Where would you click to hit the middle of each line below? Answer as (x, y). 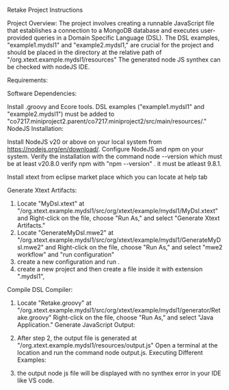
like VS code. (36, 380)
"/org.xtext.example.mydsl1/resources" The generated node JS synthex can (114, 60)
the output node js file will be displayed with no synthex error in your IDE (119, 373)
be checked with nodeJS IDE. (49, 67)
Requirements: (27, 80)
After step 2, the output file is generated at (77, 338)
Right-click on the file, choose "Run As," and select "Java (133, 317)
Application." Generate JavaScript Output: (76, 325)
